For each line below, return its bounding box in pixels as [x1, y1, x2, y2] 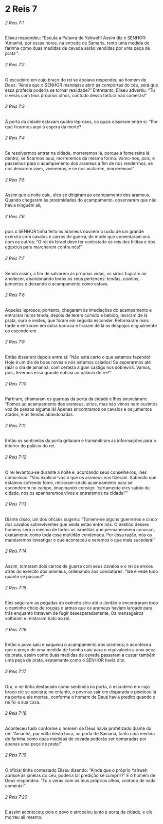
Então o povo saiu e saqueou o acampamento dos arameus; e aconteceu [5, 642, 152, 647]
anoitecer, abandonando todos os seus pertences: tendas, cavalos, [5, 276, 140, 281]
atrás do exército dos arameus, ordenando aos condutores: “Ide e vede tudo [5, 568, 158, 574]
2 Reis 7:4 [5, 135, 25, 141]
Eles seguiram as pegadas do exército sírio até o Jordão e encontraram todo [5, 600, 158, 606]
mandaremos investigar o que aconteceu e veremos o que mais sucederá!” [5, 537, 156, 543]
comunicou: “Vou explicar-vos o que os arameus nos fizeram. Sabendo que [5, 474, 157, 480]
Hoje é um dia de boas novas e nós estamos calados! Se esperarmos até [5, 360, 151, 365]
